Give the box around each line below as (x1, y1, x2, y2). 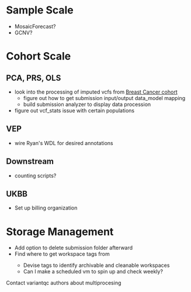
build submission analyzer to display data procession (23, 101, 151, 108)
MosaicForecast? (14, 23, 56, 30)
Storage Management (6, 225, 114, 238)
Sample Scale (6, 4, 74, 17)
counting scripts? (14, 172, 57, 179)
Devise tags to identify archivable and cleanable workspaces (23, 262, 170, 269)
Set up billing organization (14, 204, 78, 211)
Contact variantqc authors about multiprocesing (6, 279, 121, 287)
